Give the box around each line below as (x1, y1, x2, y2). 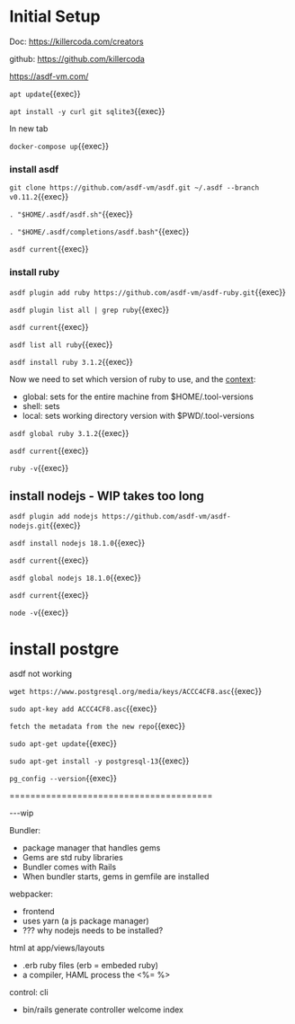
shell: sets (22, 400, 60, 411)
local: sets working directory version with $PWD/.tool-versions (22, 410, 255, 421)
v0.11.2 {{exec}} (9, 191, 69, 202)
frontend (22, 906, 56, 917)
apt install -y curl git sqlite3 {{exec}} (9, 105, 165, 116)
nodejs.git (9, 521, 50, 531)
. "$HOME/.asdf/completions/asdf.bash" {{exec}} (9, 227, 190, 237)
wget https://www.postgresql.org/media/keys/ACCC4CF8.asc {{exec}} (9, 686, 263, 697)
